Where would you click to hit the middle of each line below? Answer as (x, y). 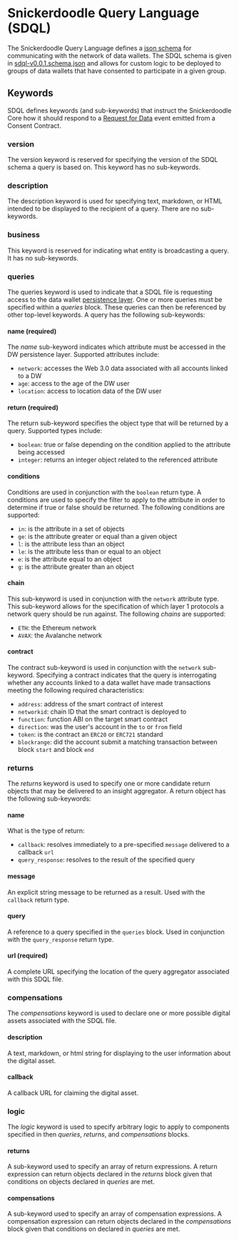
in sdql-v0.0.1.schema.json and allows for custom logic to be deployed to (114, 63)
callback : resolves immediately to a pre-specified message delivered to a (123, 845)
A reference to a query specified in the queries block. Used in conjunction (116, 932)
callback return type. (39, 900)
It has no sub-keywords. (43, 258)
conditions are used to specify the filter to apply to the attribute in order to (116, 499)
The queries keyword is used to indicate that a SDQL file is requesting (110, 292)
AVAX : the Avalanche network (60, 635)
